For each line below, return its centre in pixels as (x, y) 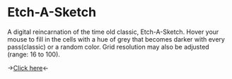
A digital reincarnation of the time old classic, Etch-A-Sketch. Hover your (113, 32)
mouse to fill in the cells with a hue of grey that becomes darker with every (116, 39)
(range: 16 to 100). (34, 54)
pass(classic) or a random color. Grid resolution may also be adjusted (109, 47)
